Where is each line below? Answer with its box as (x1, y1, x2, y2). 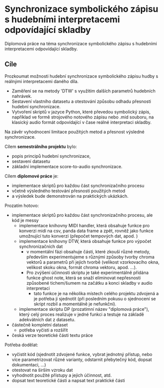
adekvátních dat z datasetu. (19, 316, 76, 323)
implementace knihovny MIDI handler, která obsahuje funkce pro (19, 222, 150, 228)
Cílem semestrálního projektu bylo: (4, 144, 77, 149)
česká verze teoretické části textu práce (11, 332, 93, 338)
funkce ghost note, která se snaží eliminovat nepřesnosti (26, 274, 141, 281)
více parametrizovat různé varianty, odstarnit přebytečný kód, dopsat (11, 357, 152, 362)
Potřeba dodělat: (4, 342, 39, 348)
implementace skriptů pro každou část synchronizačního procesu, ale (11, 212, 153, 218)
